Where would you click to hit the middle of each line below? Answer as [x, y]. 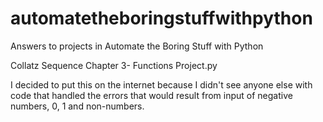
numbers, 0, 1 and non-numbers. [77, 106]
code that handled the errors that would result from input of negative [151, 95]
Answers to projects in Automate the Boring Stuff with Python [137, 46]
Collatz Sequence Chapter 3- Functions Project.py [114, 65]
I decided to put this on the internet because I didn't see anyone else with [161, 84]
